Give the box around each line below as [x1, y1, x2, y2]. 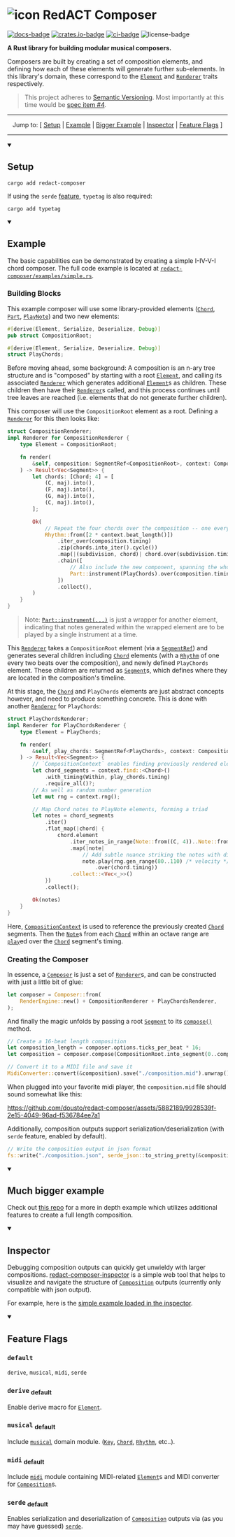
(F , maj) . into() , [44, 486, 96, 493]
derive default [7, 1387, 52, 1396]
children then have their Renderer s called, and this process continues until [7, 386, 220, 394]
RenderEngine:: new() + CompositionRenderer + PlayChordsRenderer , [20, 997, 218, 1005]
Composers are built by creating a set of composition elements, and [7, 57, 203, 66]
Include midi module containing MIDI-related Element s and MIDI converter [7, 1472, 220, 1480]
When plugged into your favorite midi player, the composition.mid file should [7, 1082, 227, 1091]
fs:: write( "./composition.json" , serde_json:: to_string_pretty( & [7, 1152, 201, 1159]
